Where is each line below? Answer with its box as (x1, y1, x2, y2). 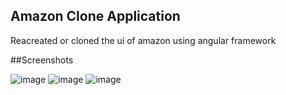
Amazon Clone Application (10, 8, 181, 25)
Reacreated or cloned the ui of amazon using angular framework (10, 34, 277, 46)
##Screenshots (10, 54, 74, 66)
